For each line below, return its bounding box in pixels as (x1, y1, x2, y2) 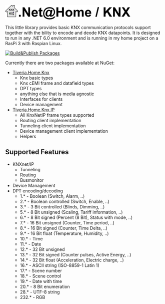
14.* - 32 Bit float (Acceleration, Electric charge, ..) (19, 257, 124, 263)
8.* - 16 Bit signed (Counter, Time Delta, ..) (19, 225, 107, 231)
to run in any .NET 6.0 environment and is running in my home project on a (5, 35, 158, 41)
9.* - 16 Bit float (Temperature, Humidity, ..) (19, 230, 109, 236)
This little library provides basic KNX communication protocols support (5, 25, 151, 30)
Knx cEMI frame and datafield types (19, 80, 94, 86)
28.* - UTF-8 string (19, 288, 60, 295)
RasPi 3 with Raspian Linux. (5, 41, 62, 46)
